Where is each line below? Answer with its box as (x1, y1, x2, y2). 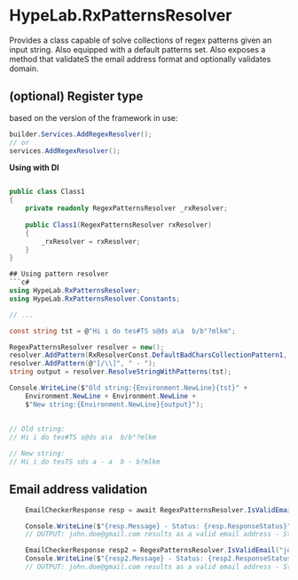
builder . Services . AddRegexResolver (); (9, 130, 153, 139)
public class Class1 (9, 188, 86, 197)
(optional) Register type (9, 89, 144, 104)
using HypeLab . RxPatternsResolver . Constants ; (9, 294, 180, 303)
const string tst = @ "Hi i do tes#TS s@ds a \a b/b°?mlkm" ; (9, 326, 237, 335)
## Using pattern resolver (9, 270, 109, 278)
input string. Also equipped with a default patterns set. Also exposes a (9, 44, 266, 54)
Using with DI (9, 162, 59, 173)
